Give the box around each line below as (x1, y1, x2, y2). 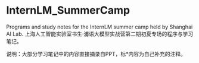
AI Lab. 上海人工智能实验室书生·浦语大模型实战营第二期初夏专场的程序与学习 (6, 30, 194, 37)
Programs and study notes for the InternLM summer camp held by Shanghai (6, 23, 193, 30)
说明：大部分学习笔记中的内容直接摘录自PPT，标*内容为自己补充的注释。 (6, 50, 186, 57)
